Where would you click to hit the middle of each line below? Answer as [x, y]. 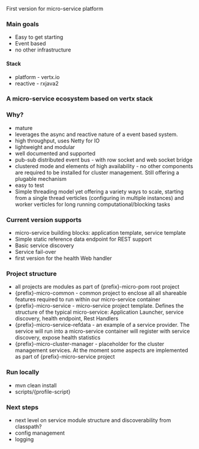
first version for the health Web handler [63, 258]
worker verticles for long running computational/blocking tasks [93, 204]
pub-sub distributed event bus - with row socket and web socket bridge [104, 160]
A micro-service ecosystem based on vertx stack [79, 99]
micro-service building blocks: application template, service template [100, 233]
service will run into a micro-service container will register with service [102, 331]
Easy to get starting [39, 37]
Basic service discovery [44, 245]
